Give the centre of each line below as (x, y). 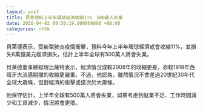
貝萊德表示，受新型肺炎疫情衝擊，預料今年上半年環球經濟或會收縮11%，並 (99, 47)
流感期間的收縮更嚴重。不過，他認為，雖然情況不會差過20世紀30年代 (108, 75)
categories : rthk (28, 29)
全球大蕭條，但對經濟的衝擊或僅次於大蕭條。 (62, 82)
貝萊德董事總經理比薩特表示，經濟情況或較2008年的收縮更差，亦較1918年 (98, 67)
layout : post (23, 12)
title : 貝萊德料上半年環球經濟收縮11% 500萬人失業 (65, 18)
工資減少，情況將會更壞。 (48, 103)
